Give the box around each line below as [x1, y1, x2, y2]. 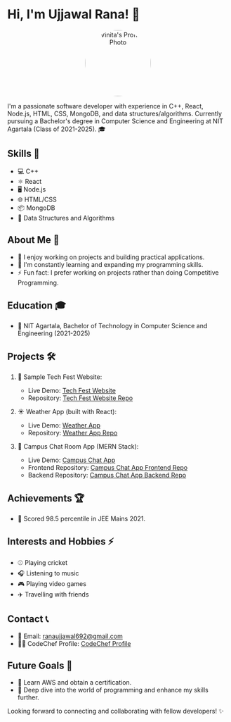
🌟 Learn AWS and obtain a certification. [17, 678, 132, 687]
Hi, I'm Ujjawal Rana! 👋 [7, 6, 140, 23]
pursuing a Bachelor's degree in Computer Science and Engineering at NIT [7, 116, 223, 125]
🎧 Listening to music [17, 568, 79, 577]
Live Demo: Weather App [27, 421, 100, 430]
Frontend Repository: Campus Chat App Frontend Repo [27, 463, 188, 472]
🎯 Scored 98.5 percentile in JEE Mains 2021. [17, 514, 146, 523]
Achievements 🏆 [7, 492, 85, 504]
